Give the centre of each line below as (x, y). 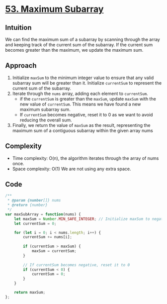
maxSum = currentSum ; (54, 251)
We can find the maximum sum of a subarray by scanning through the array (83, 39)
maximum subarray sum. (45, 109)
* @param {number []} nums (34, 201)
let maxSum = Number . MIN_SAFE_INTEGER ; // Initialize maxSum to (82, 219)
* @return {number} (28, 205)
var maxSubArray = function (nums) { (43, 214)
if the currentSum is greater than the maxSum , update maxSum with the (88, 99)
